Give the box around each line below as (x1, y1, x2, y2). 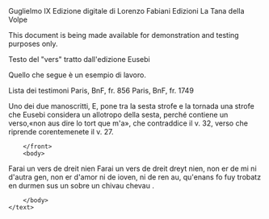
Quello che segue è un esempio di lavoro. (8, 70, 147, 80)
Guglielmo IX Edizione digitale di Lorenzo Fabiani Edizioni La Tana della (8, 6, 245, 15)
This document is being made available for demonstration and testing (8, 31, 240, 39)
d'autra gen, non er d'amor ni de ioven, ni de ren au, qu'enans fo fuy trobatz (8, 172, 261, 182)
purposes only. (8, 39, 58, 48)
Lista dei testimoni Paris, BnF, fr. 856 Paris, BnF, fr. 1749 (8, 86, 194, 95)
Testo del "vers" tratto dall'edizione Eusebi (8, 55, 151, 64)
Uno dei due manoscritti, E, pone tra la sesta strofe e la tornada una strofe (8, 101, 254, 110)
